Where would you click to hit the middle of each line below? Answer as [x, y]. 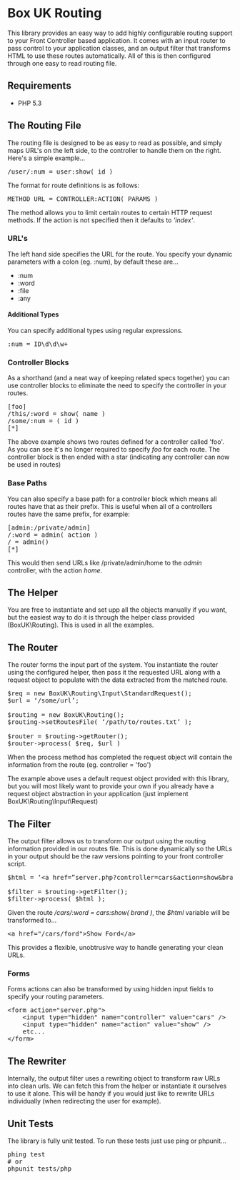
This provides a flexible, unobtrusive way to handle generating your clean [115, 948]
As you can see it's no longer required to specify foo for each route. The [114, 450]
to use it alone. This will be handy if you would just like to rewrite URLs [111, 1094]
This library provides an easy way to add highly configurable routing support [120, 33]
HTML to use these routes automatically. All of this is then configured [109, 56]
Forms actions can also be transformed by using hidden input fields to [110, 989]
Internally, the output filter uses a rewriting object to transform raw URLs [114, 1079]
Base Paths [27, 483]
